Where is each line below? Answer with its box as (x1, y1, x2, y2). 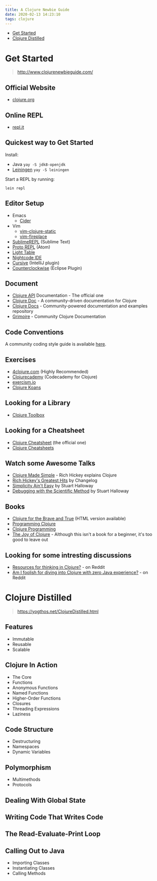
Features (5, 623, 33, 631)
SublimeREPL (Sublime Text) (12, 238, 71, 244)
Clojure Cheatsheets (12, 445, 54, 451)
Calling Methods (12, 871, 46, 877)
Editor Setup (5, 199, 44, 208)
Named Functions (12, 690, 48, 696)
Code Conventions (5, 328, 64, 336)
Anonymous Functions (12, 685, 58, 691)
